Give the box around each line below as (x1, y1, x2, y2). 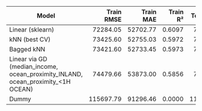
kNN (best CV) (9, 36, 51, 43)
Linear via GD (9, 55, 47, 63)
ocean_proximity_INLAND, (9, 70, 83, 78)
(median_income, (9, 63, 58, 71)
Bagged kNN (9, 45, 46, 53)
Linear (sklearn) (9, 25, 54, 34)
